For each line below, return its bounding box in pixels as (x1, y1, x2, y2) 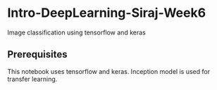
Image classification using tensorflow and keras (7, 28, 146, 37)
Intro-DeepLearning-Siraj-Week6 (7, 5, 206, 21)
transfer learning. (7, 75, 58, 83)
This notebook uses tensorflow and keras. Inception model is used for (7, 67, 210, 75)
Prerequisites (7, 49, 68, 60)
